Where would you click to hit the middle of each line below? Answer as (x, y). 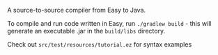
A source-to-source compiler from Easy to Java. (77, 10)
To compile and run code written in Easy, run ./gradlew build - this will (109, 23)
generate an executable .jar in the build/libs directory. (86, 31)
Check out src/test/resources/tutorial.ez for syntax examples (100, 44)
